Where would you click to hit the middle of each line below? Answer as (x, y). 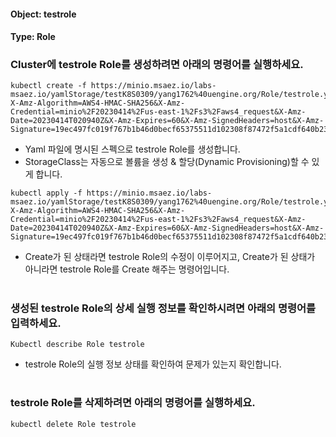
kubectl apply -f (46, 193)
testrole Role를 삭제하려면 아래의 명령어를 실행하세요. (133, 403)
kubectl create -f (48, 86)
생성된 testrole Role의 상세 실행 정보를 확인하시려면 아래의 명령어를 (163, 308)
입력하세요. (36, 323)
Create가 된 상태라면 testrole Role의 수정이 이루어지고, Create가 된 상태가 (170, 257)
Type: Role (33, 37)
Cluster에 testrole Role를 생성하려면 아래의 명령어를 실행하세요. (157, 65)
